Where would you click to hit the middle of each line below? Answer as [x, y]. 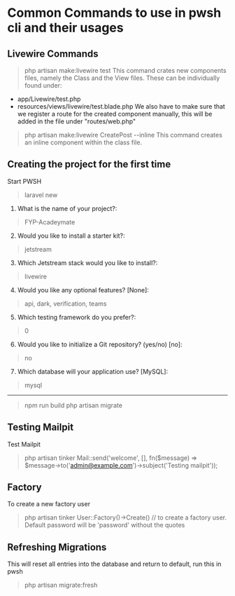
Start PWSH [24, 181]
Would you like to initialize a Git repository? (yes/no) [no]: [100, 344]
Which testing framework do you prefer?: [77, 317]
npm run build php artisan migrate [73, 405]
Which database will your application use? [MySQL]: [93, 371]
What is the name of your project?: [67, 208]
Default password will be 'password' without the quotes [105, 525]
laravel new [41, 195]
